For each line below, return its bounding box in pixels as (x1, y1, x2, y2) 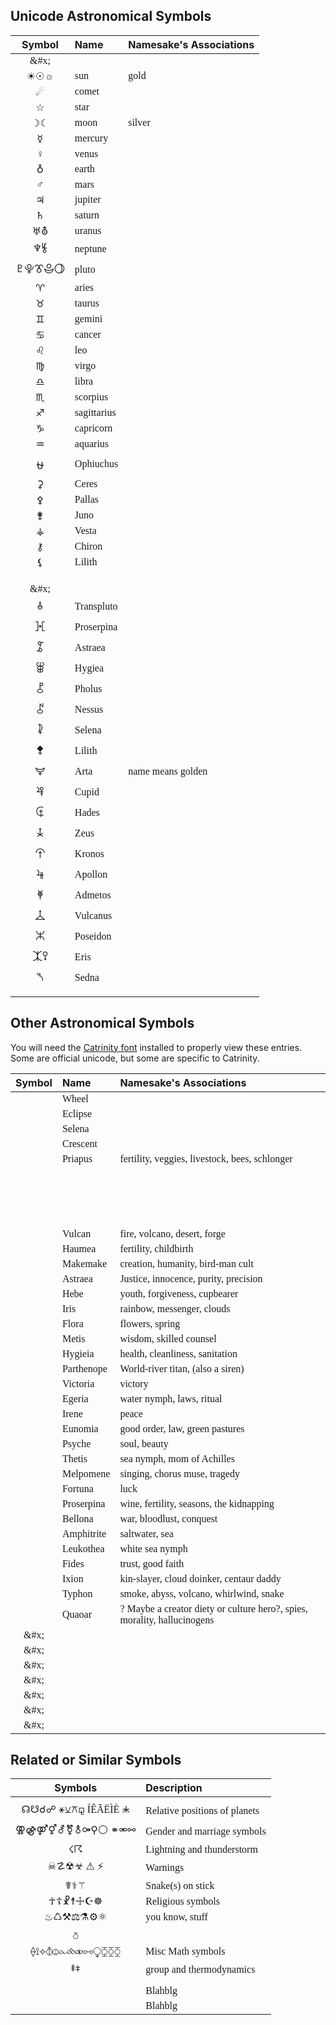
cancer (74, 329, 102, 341)
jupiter (74, 194, 102, 206)
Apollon (74, 869, 108, 881)
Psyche (61, 1437, 92, 1449)
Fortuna (61, 1482, 94, 1494)
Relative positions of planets (145, 1804, 260, 1816)
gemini (74, 313, 103, 325)
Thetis (61, 1452, 88, 1464)
